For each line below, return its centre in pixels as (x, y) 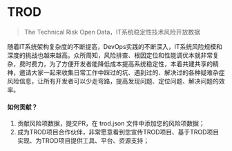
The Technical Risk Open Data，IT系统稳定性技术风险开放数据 (112, 32)
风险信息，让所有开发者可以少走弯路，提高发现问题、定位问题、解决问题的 (113, 81)
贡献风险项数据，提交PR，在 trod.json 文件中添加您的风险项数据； (111, 123)
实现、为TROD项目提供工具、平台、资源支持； (83, 141)
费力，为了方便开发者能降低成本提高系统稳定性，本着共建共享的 (122, 63)
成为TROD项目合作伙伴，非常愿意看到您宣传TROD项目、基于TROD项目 (118, 132)
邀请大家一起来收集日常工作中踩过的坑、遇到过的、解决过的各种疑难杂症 (122, 72)
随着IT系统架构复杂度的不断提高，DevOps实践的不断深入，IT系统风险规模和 (115, 46)
